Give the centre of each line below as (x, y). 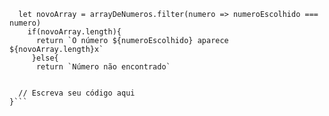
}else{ (45, 58)
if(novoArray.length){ (74, 32)
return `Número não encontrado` (103, 67)
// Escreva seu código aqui (77, 93)
